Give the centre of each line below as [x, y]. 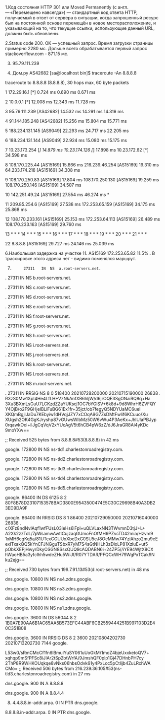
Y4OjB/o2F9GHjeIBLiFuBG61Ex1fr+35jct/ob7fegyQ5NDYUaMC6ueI [73, 409]
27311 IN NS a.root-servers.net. [62, 269]
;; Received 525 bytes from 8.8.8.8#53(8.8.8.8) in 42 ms [62, 440]
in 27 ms [82, 674]
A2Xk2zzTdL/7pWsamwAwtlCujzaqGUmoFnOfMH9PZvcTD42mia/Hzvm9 [79, 534]
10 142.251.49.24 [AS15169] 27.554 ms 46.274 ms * [57, 195]
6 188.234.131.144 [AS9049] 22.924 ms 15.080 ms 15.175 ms [66, 140]
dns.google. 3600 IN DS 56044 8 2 [41, 617]
